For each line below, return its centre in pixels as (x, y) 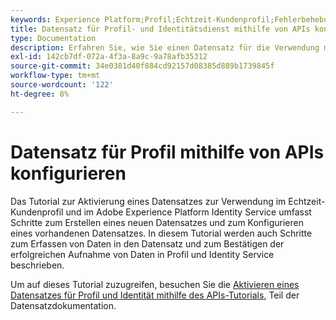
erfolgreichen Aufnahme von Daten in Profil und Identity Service (142, 254)
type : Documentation (53, 38)
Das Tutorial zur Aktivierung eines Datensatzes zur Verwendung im (148, 201)
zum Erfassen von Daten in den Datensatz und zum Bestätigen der (147, 243)
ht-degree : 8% (40, 94)
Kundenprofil (37, 212)
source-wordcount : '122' (62, 85)
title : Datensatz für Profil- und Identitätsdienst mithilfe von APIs (160, 29)
